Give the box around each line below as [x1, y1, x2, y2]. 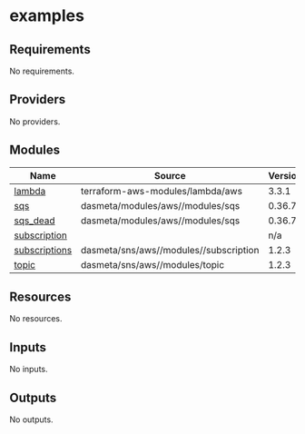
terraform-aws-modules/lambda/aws [80, 184, 243, 197]
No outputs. [9, 414, 54, 425]
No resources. [9, 313, 63, 324]
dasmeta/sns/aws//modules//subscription [80, 243, 260, 256]
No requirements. [9, 65, 75, 76]
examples [9, 5, 84, 26]
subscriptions [14, 243, 73, 256]
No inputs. [9, 364, 48, 375]
